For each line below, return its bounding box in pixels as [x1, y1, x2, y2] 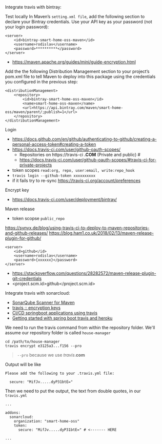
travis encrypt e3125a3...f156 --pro [5, 343, 82, 348]
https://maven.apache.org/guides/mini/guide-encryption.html [12, 59, 136, 65]
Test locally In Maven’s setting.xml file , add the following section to [5, 14, 145, 19]
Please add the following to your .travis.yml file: [5, 371, 115, 376]
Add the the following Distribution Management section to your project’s [5, 68, 150, 74]
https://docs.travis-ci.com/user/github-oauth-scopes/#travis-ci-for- [19, 157, 157, 162]
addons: [5, 410, 21, 415]
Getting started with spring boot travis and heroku [12, 315, 113, 321]
